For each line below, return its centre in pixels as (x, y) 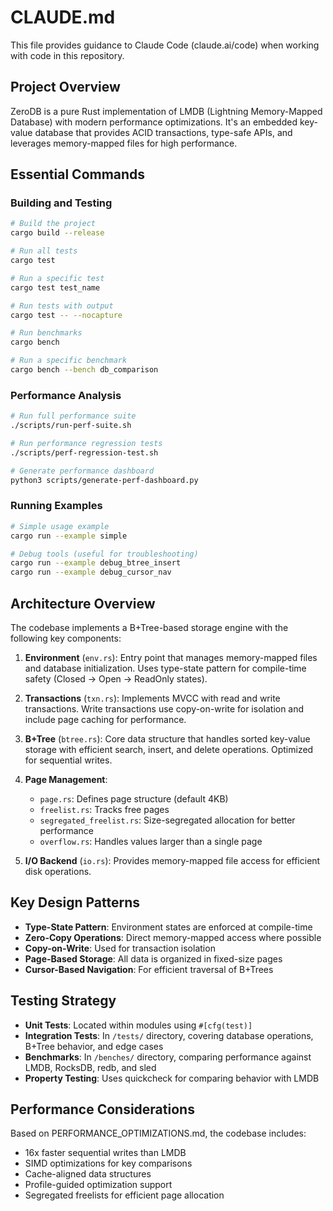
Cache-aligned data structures (88, 1174)
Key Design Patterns (75, 902)
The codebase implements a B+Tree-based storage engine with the (149, 627)
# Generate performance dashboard (82, 471)
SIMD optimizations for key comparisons (108, 1163)
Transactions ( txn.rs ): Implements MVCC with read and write (152, 698)
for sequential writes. (68, 760)
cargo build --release (57, 233)
